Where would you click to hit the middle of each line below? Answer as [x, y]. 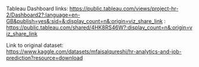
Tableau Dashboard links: [37, 9]
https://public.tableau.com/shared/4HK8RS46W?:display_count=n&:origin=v [99, 27]
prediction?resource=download [45, 58]
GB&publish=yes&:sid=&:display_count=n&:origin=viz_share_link [85, 21]
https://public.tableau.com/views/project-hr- [124, 9]
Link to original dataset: [35, 45]
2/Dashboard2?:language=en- [43, 15]
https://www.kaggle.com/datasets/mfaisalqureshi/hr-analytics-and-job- [94, 52]
